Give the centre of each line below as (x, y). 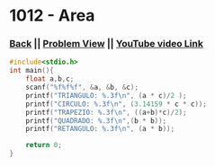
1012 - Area (52, 16)
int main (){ (31, 71)
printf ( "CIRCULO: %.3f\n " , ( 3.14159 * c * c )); (116, 104)
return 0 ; (44, 145)
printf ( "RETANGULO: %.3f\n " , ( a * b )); (100, 129)
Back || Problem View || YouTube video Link (107, 44)
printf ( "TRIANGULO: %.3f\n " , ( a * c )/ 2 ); (106, 95)
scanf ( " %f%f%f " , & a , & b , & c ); (82, 87)
